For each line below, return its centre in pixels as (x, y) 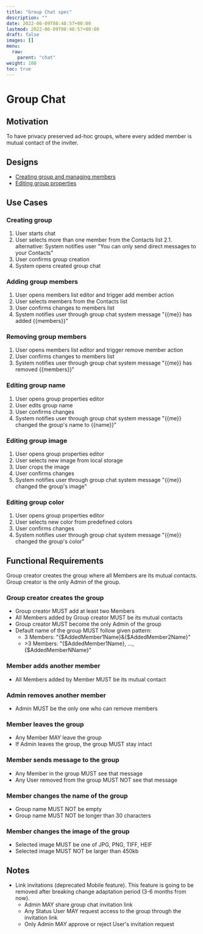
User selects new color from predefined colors (74, 522)
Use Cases (27, 202)
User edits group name (44, 405)
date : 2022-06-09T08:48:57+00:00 (49, 23)
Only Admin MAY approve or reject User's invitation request (99, 924)
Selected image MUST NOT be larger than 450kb (77, 851)
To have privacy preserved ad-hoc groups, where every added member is (99, 136)
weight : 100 (21, 63)
